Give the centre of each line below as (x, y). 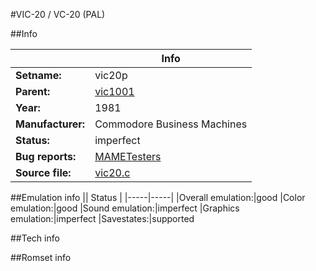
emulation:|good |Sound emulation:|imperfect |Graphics (125, 208)
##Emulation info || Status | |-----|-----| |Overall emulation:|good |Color (158, 197)
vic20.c (112, 172)
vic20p (111, 75)
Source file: (43, 172)
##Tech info (35, 238)
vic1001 (114, 91)
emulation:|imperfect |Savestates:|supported (102, 218)
